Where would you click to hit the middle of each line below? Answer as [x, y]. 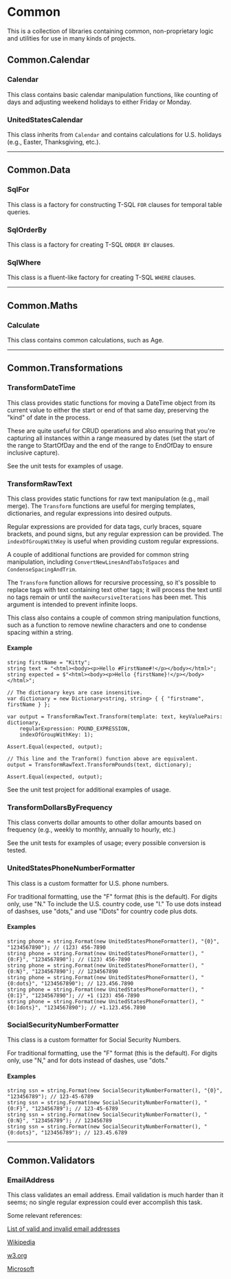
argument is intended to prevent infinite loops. [72, 604]
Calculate [23, 325]
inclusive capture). [33, 452]
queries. [19, 212]
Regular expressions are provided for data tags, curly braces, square [104, 526]
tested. [17, 851]
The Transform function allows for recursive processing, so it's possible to [112, 582]
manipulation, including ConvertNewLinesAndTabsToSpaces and [93, 562]
